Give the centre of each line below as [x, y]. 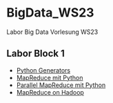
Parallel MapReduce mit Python [61, 85]
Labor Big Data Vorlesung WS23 [52, 32]
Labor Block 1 [35, 54]
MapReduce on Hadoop [50, 92]
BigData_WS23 [50, 13]
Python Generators [43, 70]
